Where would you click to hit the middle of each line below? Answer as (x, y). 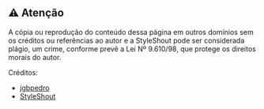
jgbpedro (34, 88)
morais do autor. (35, 57)
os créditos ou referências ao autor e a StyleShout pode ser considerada (126, 40)
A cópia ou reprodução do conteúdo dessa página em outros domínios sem (131, 32)
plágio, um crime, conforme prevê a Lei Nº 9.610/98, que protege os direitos (132, 49)
